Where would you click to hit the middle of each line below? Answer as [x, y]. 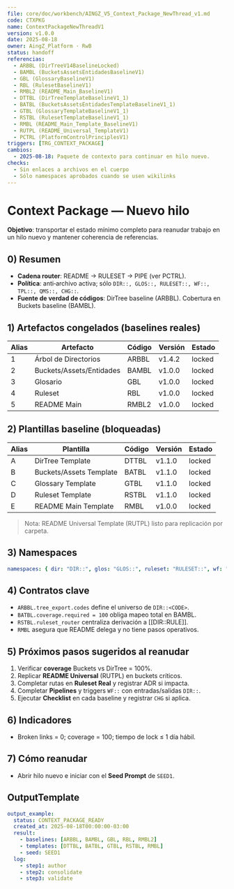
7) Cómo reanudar [47, 759]
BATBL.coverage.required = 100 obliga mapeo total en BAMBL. [107, 615]
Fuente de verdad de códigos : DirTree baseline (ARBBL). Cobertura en [119, 298]
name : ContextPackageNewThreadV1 [56, 27]
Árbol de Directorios [68, 359]
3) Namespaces [42, 553]
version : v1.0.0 [31, 33]
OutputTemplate [44, 798]
